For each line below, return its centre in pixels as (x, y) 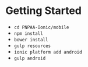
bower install (31, 40)
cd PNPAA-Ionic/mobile (41, 27)
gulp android (30, 58)
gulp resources (32, 46)
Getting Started (44, 11)
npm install (28, 33)
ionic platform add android (48, 52)
